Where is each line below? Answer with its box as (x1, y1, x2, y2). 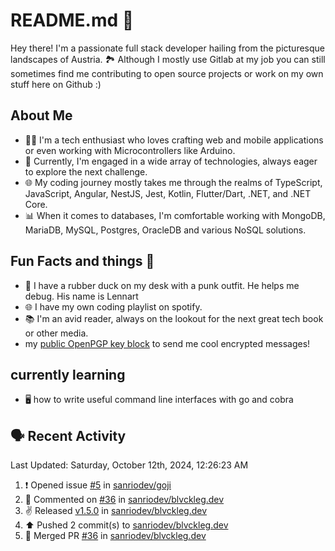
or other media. (24, 327, 89, 339)
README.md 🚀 (10, 9, 135, 32)
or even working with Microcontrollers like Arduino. (24, 144, 236, 156)
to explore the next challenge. (24, 165, 148, 178)
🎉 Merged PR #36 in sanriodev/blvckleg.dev (24, 530, 207, 542)
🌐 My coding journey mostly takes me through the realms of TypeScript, (24, 176, 323, 188)
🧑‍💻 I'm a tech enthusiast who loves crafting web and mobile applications (24, 134, 324, 146)
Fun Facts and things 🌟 (10, 253, 155, 270)
